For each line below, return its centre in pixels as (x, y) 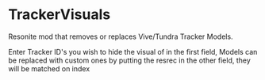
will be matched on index (49, 68)
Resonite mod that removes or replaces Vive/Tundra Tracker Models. (121, 36)
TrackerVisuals (60, 15)
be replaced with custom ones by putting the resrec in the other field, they (130, 60)
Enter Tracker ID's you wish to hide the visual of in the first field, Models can (133, 51)
